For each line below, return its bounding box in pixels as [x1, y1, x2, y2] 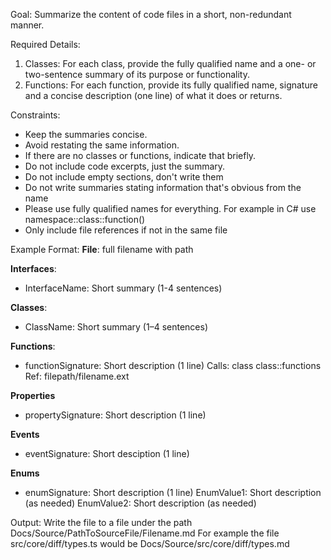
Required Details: [10, 39, 81, 50]
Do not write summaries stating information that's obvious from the [24, 182, 302, 193]
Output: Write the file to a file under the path [10, 517, 193, 528]
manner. [10, 19, 45, 31]
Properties [10, 390, 56, 401]
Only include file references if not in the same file [24, 224, 228, 236]
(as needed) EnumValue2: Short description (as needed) [24, 497, 257, 509]
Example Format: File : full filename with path [10, 244, 194, 255]
